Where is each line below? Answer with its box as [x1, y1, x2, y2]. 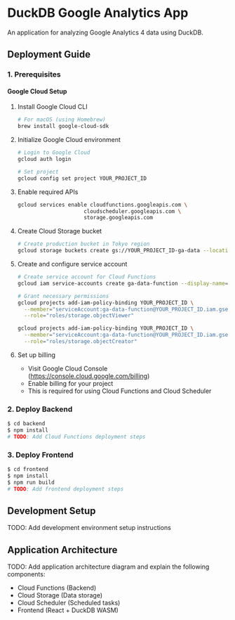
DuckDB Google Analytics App [7, 5, 189, 21]
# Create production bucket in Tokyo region [17, 240, 150, 247]
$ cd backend [7, 420, 46, 427]
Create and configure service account [17, 260, 128, 269]
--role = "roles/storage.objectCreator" [24, 338, 137, 345]
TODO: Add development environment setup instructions [7, 524, 172, 532]
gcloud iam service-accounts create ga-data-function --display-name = [17, 280, 229, 287]
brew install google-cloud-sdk [17, 123, 109, 130]
